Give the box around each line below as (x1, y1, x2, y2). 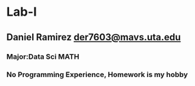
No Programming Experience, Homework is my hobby (6, 70, 188, 79)
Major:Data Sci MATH (6, 52, 79, 61)
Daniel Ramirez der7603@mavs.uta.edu (6, 31, 181, 43)
